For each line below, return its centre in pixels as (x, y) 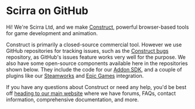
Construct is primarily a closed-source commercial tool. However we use (94, 45)
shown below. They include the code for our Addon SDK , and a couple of (94, 69)
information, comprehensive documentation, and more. (73, 99)
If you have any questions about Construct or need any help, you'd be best (96, 87)
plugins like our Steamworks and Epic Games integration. (75, 76)
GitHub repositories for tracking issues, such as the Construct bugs (87, 50)
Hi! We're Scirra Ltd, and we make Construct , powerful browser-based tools (97, 27)
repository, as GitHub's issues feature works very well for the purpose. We (96, 57)
